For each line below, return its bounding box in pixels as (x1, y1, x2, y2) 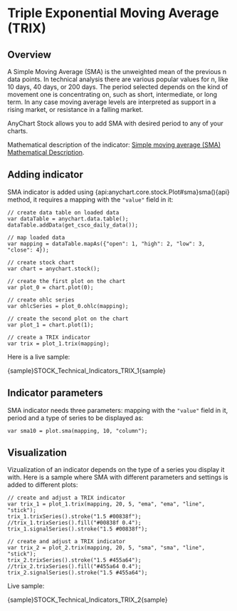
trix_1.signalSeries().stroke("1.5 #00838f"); (7, 525, 148, 533)
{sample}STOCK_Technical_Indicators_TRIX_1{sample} (7, 366, 166, 375)
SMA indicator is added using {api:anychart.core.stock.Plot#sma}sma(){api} (7, 188, 230, 196)
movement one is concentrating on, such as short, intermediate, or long (7, 91, 218, 98)
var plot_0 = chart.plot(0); (7, 284, 94, 291)
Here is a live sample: (7, 352, 70, 361)
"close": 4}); (7, 246, 50, 254)
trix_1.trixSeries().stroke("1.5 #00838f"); (7, 513, 142, 520)
